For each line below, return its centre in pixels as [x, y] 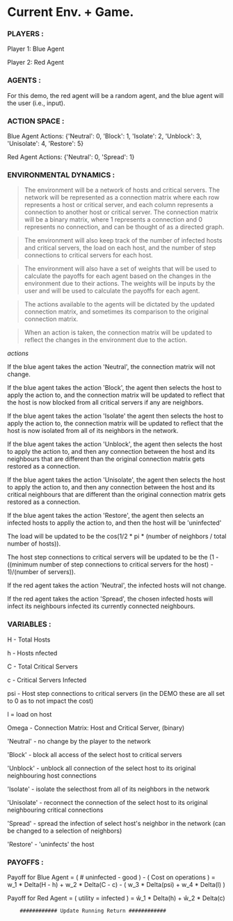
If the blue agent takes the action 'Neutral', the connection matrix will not [111, 367]
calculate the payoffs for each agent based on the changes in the [118, 276]
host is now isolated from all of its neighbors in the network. [93, 431]
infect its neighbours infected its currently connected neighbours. [101, 606]
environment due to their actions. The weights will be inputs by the [120, 284]
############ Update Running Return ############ [93, 911]
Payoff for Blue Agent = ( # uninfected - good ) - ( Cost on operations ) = [111, 877]
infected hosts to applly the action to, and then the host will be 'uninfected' [114, 523]
